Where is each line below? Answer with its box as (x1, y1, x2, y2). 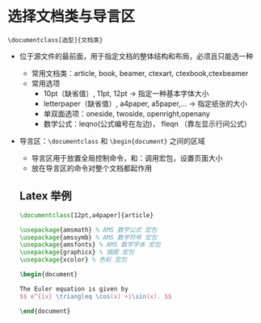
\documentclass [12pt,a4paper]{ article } (19, 211, 154, 219)
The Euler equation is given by (19, 284, 128, 293)
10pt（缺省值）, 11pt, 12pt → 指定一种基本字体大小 (43, 88, 209, 98)
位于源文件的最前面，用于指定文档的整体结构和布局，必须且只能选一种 (19, 51, 254, 61)
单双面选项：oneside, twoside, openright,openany (43, 108, 211, 118)
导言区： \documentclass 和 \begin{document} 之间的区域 (19, 136, 205, 145)
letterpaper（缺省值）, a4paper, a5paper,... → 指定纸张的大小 (43, 99, 247, 108)
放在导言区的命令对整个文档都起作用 (31, 163, 153, 173)
